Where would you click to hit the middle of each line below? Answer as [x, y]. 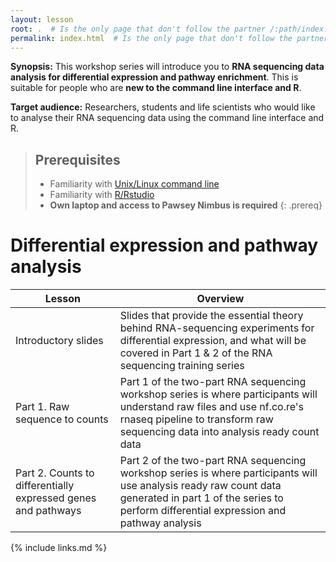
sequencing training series [182, 366]
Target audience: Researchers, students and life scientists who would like [163, 107]
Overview [220, 299]
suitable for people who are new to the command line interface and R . [156, 88]
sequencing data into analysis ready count [219, 432]
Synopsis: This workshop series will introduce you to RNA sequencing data [167, 67]
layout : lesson [42, 19]
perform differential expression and [203, 511]
